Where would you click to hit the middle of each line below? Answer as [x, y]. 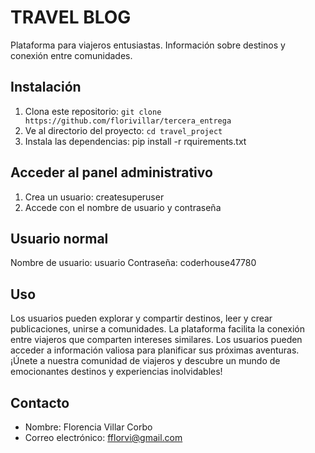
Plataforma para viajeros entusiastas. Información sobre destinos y [148, 45]
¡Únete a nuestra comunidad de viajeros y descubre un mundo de [145, 361]
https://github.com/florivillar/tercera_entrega [128, 121]
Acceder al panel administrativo [111, 172]
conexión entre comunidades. [71, 55]
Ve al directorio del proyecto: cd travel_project [123, 130]
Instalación [46, 87]
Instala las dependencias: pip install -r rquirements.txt [135, 141]
